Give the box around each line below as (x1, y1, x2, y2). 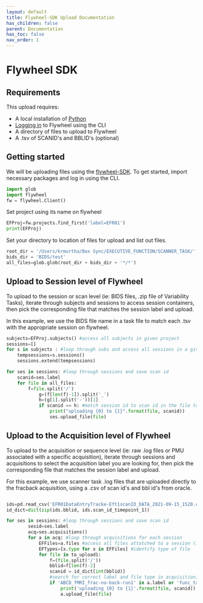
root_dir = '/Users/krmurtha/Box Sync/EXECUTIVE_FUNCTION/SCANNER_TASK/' (6, 248, 196, 255)
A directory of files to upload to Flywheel (14, 128, 117, 135)
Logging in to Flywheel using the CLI (14, 122, 106, 128)
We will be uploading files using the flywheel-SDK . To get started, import (6, 168, 187, 175)
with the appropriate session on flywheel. (6, 324, 109, 331)
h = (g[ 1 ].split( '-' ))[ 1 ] (38, 397, 98, 403)
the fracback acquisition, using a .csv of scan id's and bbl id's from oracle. (6, 484, 192, 491)
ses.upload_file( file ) (49, 414, 107, 420)
